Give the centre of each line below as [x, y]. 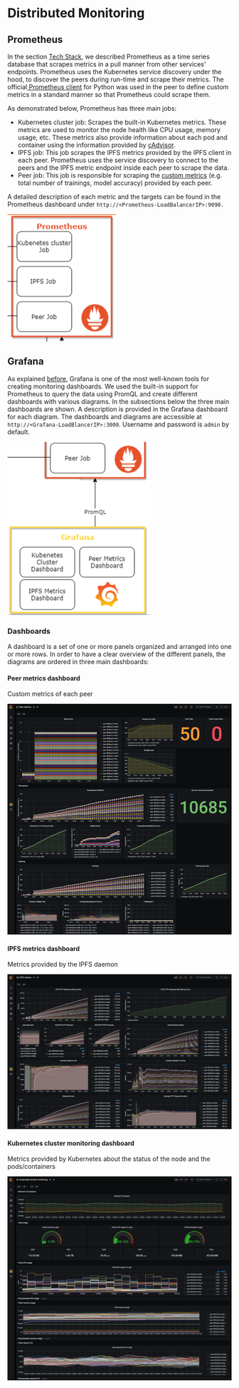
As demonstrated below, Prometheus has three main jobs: [92, 108]
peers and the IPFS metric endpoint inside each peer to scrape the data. [123, 168]
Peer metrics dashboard [44, 678]
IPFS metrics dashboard [44, 948]
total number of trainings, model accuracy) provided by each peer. [115, 183]
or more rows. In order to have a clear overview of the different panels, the [117, 654]
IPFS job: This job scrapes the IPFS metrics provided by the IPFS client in [124, 152]
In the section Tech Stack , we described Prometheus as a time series [108, 56]
